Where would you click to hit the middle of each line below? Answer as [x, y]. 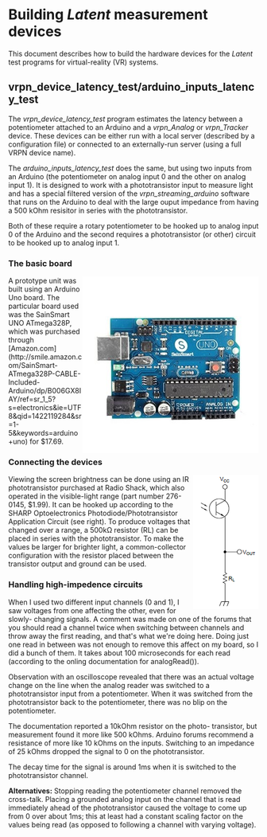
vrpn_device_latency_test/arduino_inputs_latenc [132, 87]
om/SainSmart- [33, 366]
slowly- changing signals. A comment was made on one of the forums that [130, 619]
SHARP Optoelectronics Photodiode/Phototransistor [93, 513]
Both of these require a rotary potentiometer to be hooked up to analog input [133, 225]
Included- [24, 382]
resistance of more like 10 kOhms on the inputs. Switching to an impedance [132, 743]
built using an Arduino [44, 289]
